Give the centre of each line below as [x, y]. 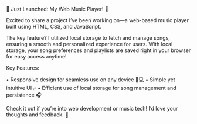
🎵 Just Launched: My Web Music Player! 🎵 [57, 9]
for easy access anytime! [36, 56]
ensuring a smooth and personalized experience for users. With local [89, 44]
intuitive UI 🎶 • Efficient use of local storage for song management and [91, 88]
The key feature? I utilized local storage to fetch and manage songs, [88, 38]
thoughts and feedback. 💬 [37, 115]
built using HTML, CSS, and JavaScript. [54, 27]
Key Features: [23, 68]
